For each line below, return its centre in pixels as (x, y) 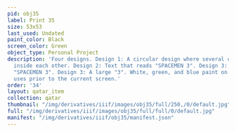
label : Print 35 (31, 20)
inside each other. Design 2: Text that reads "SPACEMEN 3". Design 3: (121, 66)
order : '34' (25, 85)
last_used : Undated (36, 33)
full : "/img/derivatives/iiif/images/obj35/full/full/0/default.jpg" (111, 111)
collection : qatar (34, 98)
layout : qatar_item (36, 91)
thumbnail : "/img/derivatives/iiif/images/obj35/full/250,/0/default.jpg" (119, 105)
